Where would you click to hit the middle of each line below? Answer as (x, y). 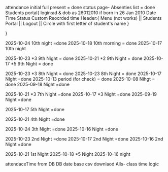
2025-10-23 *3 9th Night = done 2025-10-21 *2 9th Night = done (74, 58)
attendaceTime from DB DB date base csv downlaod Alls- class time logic (82, 164)
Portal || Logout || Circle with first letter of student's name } (67, 23)
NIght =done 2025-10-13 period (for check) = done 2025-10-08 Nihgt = (80, 79)
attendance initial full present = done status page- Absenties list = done (80, 7)
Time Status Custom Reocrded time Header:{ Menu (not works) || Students (83, 18)
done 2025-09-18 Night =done (38, 84)
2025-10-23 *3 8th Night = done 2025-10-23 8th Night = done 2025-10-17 (83, 74)
